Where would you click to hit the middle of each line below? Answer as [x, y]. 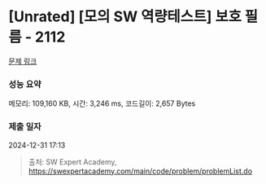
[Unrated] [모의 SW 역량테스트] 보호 [125, 17]
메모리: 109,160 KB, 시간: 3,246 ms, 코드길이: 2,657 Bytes [102, 103]
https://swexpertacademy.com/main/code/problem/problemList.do [140, 171]
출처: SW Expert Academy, [72, 162]
